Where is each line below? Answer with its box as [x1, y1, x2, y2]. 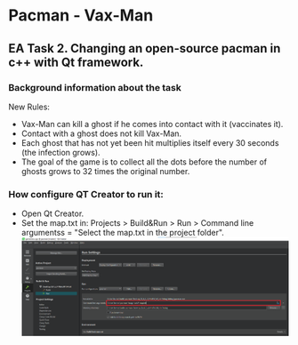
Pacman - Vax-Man [8, 5, 154, 26]
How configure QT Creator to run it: [8, 188, 164, 200]
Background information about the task [8, 81, 181, 93]
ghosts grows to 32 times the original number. [20, 165, 190, 176]
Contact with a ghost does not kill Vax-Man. [20, 128, 182, 139]
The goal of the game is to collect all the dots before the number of [20, 156, 268, 167]
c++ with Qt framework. [8, 54, 144, 69]
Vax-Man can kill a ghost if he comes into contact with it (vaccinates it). [20, 118, 284, 129]
